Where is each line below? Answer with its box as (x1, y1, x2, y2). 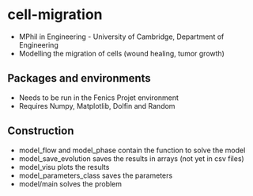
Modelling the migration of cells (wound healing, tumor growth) (18, 48, 225, 58)
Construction (7, 125, 74, 138)
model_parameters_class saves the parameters (18, 171, 173, 180)
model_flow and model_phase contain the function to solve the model (18, 145, 246, 155)
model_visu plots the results (18, 162, 110, 171)
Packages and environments (7, 71, 151, 85)
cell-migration (7, 6, 103, 24)
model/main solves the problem (18, 179, 123, 188)
